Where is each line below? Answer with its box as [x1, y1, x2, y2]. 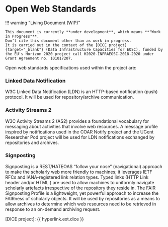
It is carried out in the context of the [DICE [5, 42, 107, 48]
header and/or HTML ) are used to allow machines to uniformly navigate [5, 179, 154, 185]
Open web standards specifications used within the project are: [5, 64, 137, 70]
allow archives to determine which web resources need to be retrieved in [5, 201, 156, 207]
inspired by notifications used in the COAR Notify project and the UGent [5, 129, 154, 135]
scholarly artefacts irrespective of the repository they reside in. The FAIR [5, 185, 156, 191]
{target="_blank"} [5, 47, 44, 52]
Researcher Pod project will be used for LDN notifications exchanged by [5, 134, 155, 140]
